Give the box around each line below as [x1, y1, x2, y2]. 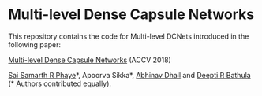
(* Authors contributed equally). [8, 79, 112, 88]
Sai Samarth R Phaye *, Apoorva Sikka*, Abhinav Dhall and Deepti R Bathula [8, 70, 251, 79]
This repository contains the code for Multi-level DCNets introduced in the [8, 31, 249, 41]
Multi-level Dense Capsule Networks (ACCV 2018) [8, 55, 171, 65]
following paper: [8, 39, 62, 49]
